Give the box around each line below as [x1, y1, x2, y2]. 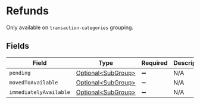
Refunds [6, 4, 49, 18]
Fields [6, 41, 30, 51]
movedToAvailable [9, 79, 58, 86]
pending [9, 70, 31, 76]
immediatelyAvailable [9, 89, 70, 96]
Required [141, 58, 168, 67]
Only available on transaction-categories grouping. [6, 24, 134, 31]
